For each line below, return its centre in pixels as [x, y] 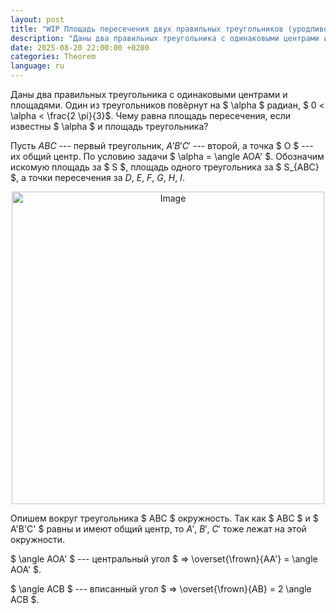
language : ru [37, 66]
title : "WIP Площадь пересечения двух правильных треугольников [147, 29]
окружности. [38, 539]
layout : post [37, 19]
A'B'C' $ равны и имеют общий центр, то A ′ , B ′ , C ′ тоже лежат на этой [158, 529]
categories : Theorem [53, 57]
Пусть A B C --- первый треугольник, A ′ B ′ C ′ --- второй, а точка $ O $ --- [162, 145]
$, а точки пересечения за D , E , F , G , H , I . [97, 177]
